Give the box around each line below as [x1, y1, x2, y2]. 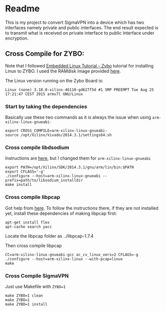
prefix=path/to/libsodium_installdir [5, 178, 83, 183]
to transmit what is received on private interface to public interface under [5, 30, 155, 36]
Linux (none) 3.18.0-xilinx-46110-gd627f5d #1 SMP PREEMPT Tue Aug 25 [5, 87, 154, 92]
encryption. [5, 35, 29, 41]
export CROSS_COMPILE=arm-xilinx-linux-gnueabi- [5, 128, 108, 133]
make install [5, 182, 32, 187]
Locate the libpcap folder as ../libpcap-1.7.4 [5, 233, 94, 239]
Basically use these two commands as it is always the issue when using [5, 115, 151, 121]
